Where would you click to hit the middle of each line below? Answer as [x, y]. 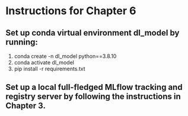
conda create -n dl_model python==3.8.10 [65, 56]
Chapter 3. [26, 106]
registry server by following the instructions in [93, 97]
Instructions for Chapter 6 [71, 11]
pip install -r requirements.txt [50, 69]
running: [22, 42]
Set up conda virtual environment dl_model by [93, 33]
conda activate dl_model [44, 62]
